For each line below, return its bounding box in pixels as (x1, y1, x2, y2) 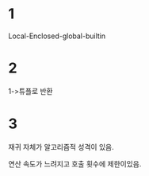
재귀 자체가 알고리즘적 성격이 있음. (8, 142, 114, 151)
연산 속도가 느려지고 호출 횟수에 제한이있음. (8, 158, 142, 168)
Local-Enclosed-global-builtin (8, 31, 106, 41)
